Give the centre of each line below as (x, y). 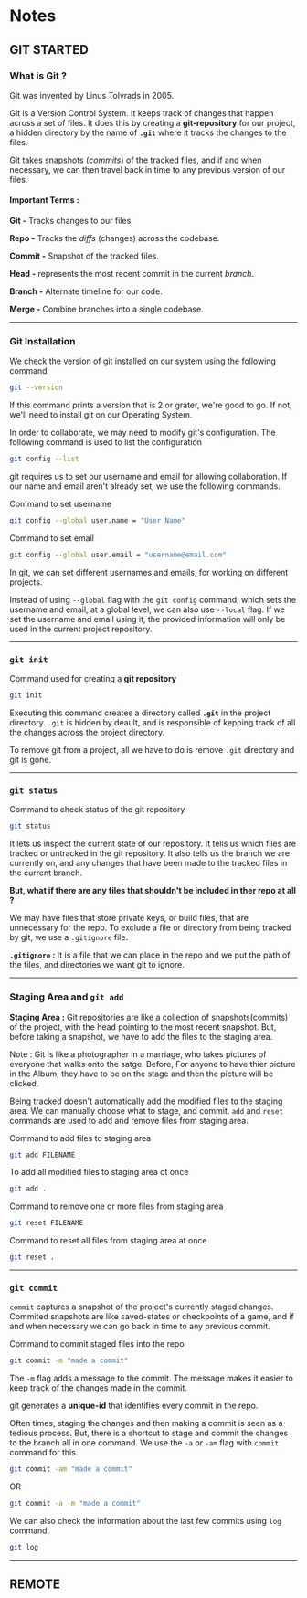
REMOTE (35, 1585)
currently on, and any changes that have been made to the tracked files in (148, 863)
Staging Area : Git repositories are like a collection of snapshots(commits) (149, 1017)
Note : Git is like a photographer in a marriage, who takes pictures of (138, 1054)
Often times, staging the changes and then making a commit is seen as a (146, 1423)
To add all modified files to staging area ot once (99, 1172)
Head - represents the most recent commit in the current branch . (132, 274)
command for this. (44, 1453)
